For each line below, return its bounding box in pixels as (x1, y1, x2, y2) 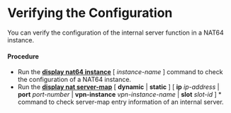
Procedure (7, 52, 39, 61)
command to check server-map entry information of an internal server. (17, 97, 225, 107)
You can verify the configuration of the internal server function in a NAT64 (7, 28, 225, 37)
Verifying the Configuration (7, 5, 173, 21)
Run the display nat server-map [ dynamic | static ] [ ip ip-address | (17, 83, 220, 91)
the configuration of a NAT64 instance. (17, 76, 132, 84)
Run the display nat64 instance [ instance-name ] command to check (17, 68, 223, 76)
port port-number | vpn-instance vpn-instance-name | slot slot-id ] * (17, 90, 222, 99)
